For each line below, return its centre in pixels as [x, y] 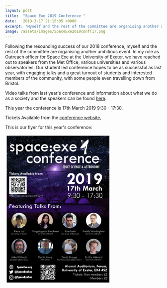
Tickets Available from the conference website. [53, 118]
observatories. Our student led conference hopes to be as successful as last [83, 68]
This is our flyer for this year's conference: [49, 128]
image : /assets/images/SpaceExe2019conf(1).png [55, 32]
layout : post [19, 10]
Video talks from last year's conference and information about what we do [81, 93]
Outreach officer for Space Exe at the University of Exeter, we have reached [83, 57]
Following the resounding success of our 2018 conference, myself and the [81, 46]
